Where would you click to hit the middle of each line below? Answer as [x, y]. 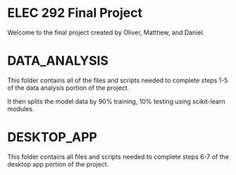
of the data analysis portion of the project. [68, 87]
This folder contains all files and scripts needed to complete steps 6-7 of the [118, 157]
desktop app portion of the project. [58, 164]
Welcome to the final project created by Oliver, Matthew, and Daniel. [106, 32]
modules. [21, 109]
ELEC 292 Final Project [75, 13]
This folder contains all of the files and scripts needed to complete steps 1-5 [118, 80]
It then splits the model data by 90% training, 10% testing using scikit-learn [116, 101]
